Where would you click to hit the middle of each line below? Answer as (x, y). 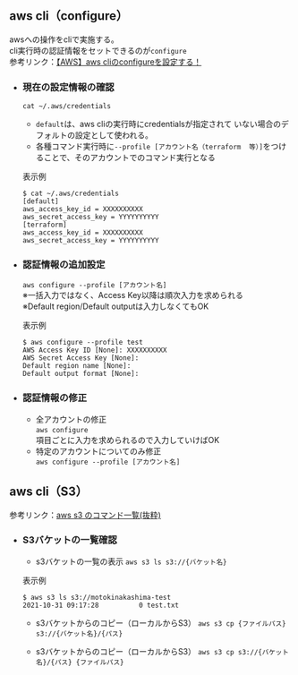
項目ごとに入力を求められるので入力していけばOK (128, 440)
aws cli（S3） (48, 492)
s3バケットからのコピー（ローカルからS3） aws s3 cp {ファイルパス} (161, 623)
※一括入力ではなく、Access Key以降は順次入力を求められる (132, 295)
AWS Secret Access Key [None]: (81, 358)
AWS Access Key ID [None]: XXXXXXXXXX (94, 350)
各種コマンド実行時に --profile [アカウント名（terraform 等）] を (153, 147)
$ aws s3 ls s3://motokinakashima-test (97, 597)
